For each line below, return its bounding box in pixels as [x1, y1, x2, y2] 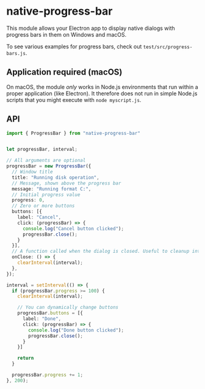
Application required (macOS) [6, 67, 123, 78]
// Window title [12, 169, 53, 175]
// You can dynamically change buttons [17, 304, 119, 311]
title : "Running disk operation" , [12, 174, 99, 181]
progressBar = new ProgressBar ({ [6, 163, 92, 169]
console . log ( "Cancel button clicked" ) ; [22, 225, 124, 231]
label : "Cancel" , [17, 214, 62, 220]
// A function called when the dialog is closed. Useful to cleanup [12, 249, 190, 255]
